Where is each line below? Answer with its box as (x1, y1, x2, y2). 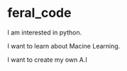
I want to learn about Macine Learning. (7, 41, 121, 50)
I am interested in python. (7, 28, 82, 37)
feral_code (7, 5, 72, 21)
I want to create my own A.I (7, 55, 87, 64)
